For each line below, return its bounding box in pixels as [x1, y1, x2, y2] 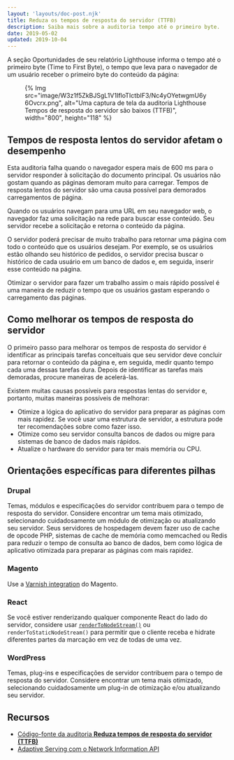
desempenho [7, 145, 66, 157]
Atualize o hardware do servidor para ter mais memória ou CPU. [17, 444, 201, 453]
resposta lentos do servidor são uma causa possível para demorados [7, 185, 206, 194]
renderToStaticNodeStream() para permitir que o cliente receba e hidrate [7, 628, 215, 637]
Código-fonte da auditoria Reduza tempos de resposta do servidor [17, 730, 212, 738]
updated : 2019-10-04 [7, 36, 68, 43]
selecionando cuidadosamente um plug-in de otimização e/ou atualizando [7, 684, 221, 692]
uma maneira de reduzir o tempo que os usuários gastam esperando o [7, 286, 210, 294]
